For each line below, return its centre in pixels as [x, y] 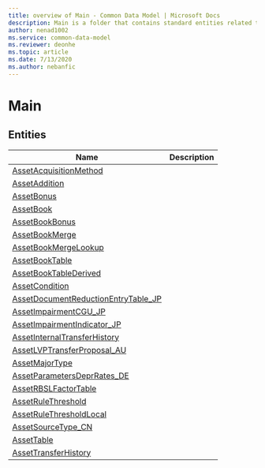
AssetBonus [34, 196]
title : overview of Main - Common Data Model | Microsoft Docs [114, 15]
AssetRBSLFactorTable [54, 388]
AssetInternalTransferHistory [66, 337]
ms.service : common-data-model [60, 37]
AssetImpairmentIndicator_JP [67, 324]
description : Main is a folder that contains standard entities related [130, 23]
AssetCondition [41, 286]
